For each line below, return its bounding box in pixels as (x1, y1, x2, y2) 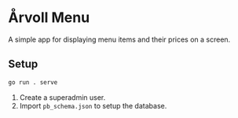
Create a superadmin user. (19, 92, 106, 102)
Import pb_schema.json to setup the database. (19, 101, 167, 110)
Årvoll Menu (8, 9, 90, 27)
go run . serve (8, 78, 58, 87)
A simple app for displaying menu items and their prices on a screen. (8, 35, 231, 44)
